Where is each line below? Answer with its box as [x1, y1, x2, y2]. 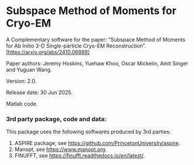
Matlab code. [6, 100, 38, 107]
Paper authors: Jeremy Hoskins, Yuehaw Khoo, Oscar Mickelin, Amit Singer [6, 60, 189, 67]
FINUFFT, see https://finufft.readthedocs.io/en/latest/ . [14, 152, 145, 159]
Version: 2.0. [6, 78, 37, 85]
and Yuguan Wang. [6, 66, 52, 73]
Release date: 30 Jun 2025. [6, 89, 73, 96]
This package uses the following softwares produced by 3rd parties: [6, 128, 171, 136]
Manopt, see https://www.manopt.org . [14, 146, 107, 153]
